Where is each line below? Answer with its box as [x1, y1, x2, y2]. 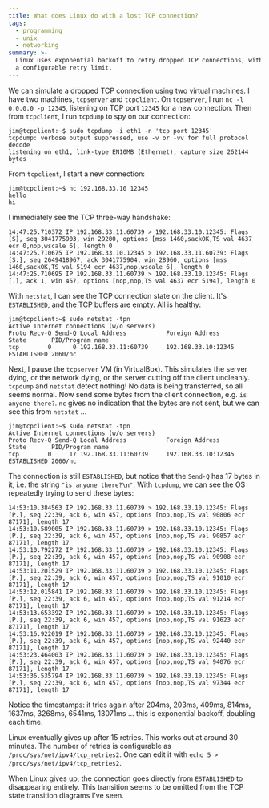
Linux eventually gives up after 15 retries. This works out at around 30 [8, 732, 239, 742]
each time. [8, 717, 43, 726]
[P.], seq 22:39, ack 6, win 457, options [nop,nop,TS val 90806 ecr [8, 510, 246, 519]
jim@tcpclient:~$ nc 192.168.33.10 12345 [8, 184, 149, 192]
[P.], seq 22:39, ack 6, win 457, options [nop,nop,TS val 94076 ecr [8, 657, 246, 665]
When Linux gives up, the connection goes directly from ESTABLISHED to [8, 774, 243, 783]
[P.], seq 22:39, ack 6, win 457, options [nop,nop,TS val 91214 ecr [8, 594, 246, 603]
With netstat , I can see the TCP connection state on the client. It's [8, 291, 227, 300]
